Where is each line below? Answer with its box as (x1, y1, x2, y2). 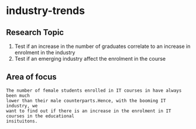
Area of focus (6, 72, 57, 82)
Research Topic (6, 27, 64, 37)
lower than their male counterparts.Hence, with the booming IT (6, 97, 166, 103)
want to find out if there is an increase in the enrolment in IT (6, 108, 171, 114)
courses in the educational (6, 113, 75, 119)
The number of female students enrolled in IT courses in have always (6, 88, 182, 93)
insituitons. (6, 118, 38, 124)
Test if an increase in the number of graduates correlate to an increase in (14, 43, 191, 50)
